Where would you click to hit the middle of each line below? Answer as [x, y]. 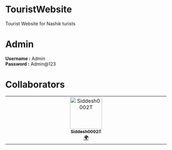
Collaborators [35, 85]
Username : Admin [25, 58]
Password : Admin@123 [31, 64]
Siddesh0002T [86, 131]
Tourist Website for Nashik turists [40, 24]
